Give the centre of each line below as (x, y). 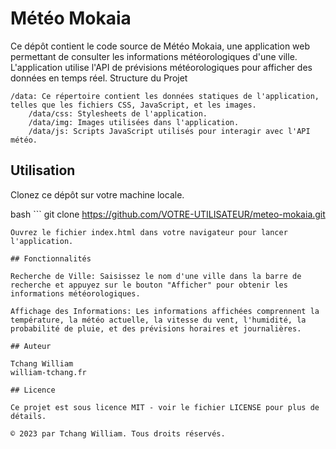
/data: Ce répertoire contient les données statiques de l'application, (165, 96)
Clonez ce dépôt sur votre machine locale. (97, 194)
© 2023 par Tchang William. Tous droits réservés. (118, 433)
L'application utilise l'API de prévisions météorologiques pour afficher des (161, 67)
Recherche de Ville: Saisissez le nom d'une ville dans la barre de (156, 276)
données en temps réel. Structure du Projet (99, 78)
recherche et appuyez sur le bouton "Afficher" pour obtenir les (149, 285)
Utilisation (43, 170)
